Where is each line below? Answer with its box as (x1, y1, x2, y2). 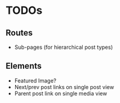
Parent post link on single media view (14, 90, 107, 97)
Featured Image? (14, 76, 57, 84)
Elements (5, 61, 42, 71)
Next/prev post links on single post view (14, 83, 115, 90)
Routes (5, 28, 33, 38)
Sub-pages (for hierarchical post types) (14, 43, 113, 51)
